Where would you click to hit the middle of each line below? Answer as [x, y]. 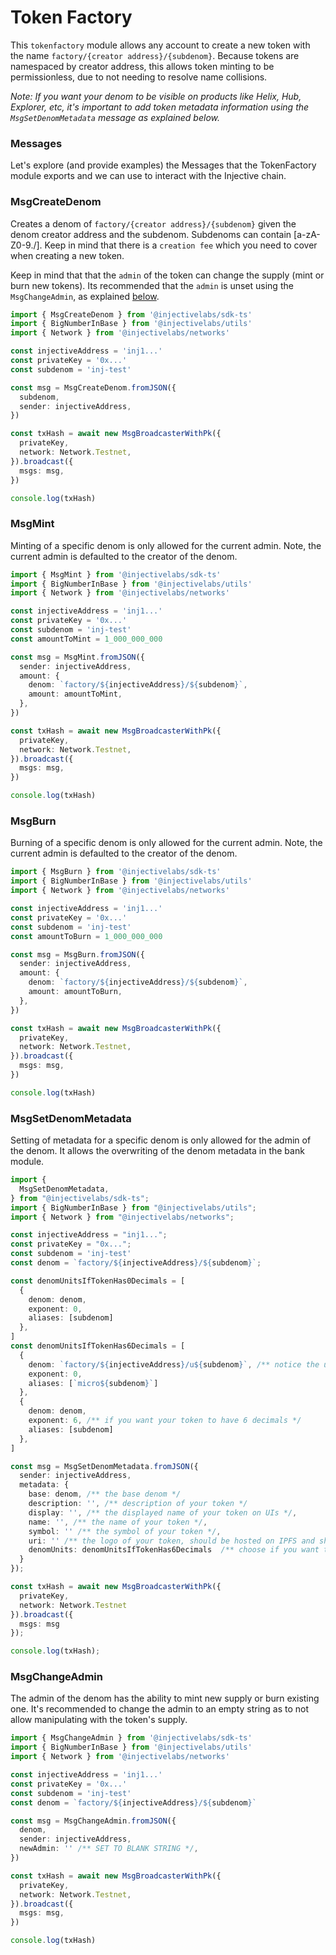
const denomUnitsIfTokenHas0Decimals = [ [98, 1281]
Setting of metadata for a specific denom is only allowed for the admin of [161, 1140]
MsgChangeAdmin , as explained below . [85, 296]
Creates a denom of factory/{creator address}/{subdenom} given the [153, 223]
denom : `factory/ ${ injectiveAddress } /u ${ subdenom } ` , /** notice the [174, 1364]
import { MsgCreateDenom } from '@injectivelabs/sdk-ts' [131, 314]
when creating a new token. [67, 255]
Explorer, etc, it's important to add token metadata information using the [160, 107]
